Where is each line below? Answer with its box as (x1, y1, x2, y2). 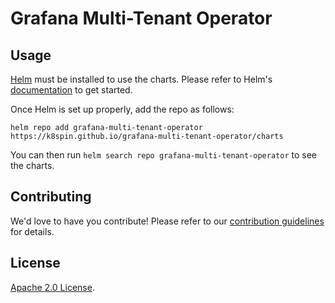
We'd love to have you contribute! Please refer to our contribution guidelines (10, 215, 325, 227)
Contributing (10, 188, 92, 206)
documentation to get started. (10, 84, 133, 96)
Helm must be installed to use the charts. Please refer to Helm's (10, 73, 273, 85)
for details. (10, 225, 55, 237)
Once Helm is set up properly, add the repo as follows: (10, 103, 235, 115)
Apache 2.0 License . (10, 281, 95, 293)
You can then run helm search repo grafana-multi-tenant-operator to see (10, 149, 317, 161)
